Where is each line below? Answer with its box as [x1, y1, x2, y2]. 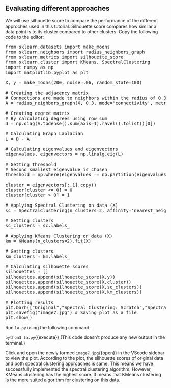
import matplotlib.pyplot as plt [5, 69, 89, 75]
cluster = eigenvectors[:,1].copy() [5, 181, 97, 188]
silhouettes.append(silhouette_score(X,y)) [5, 273, 116, 280]
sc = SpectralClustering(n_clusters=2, [5, 207, 105, 213]
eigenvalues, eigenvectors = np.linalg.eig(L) [5, 151, 124, 157]
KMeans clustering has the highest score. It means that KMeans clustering [5, 371, 161, 377]
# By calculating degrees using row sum [5, 115, 108, 121]
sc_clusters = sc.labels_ [5, 222, 70, 229]
